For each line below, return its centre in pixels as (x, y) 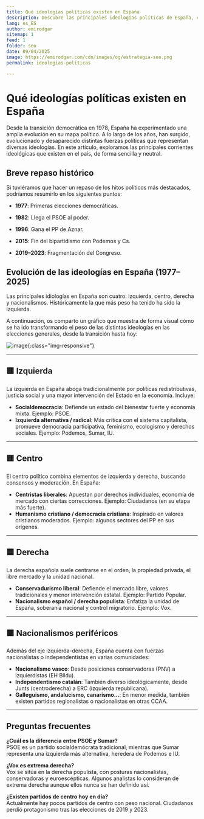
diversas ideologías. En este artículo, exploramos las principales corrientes (100, 147)
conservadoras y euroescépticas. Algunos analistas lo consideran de (93, 778)
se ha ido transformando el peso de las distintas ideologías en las (88, 327)
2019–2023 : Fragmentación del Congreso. (68, 253)
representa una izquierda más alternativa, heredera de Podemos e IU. (93, 754)
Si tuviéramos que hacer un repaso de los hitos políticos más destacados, (99, 188)
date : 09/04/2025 (28, 52)
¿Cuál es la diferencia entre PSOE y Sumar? (62, 741)
